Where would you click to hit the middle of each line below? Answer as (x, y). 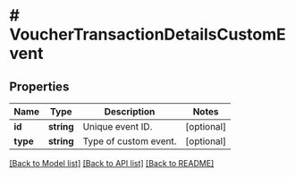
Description (130, 111)
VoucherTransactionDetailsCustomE (147, 34)
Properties (39, 86)
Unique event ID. (118, 126)
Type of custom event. (130, 141)
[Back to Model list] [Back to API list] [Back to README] (112, 163)
